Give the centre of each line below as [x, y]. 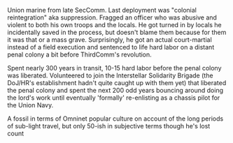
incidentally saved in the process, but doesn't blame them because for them [117, 32]
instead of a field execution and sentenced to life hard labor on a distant [111, 47]
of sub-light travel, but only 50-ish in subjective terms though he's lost [109, 126]
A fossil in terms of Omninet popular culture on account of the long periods [115, 119]
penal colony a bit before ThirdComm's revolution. [79, 54]
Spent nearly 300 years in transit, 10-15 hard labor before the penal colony [114, 68]
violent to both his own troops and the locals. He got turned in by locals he [114, 25]
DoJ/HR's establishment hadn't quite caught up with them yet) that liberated [117, 83]
